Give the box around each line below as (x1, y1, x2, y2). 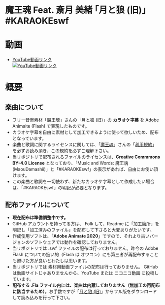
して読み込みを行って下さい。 (12, 294, 73, 301)
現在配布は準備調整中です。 (12, 214, 68, 220)
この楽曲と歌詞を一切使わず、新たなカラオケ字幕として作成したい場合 (12, 178, 155, 185)
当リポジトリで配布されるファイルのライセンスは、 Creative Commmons (12, 154, 160, 160)
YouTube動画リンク (12, 57, 52, 63)
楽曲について (5, 103, 44, 111)
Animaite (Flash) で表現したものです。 (12, 123, 90, 129)
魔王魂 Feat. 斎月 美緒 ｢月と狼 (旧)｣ (5, 4, 146, 16)
